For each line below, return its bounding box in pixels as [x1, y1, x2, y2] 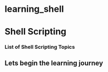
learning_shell [4, 3, 64, 15]
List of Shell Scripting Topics [4, 43, 75, 50]
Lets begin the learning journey [4, 59, 104, 67]
